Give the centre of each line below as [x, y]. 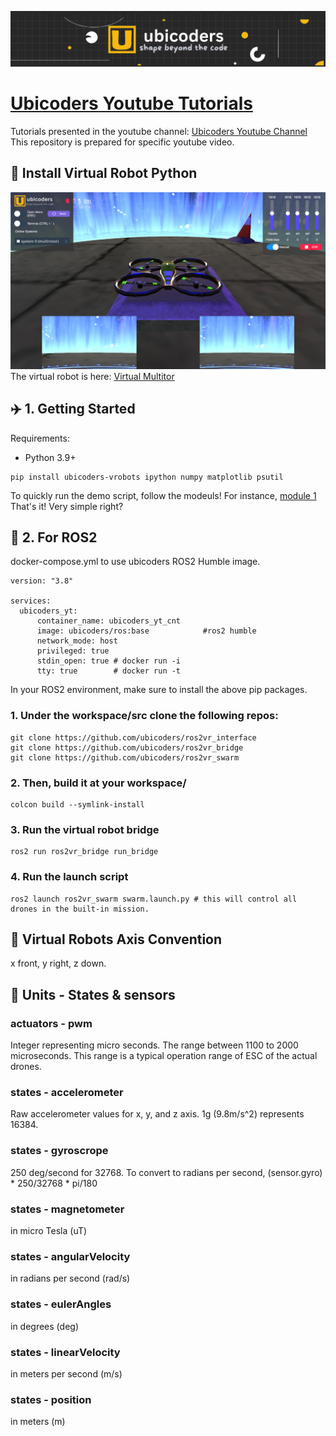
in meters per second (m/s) [66, 1373]
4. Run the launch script [69, 877]
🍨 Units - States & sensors [93, 994]
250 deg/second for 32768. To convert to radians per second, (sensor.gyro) [166, 1172]
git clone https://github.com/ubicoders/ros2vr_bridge [127, 747]
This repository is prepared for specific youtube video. [122, 142]
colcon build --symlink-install [77, 805]
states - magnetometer [67, 1209]
